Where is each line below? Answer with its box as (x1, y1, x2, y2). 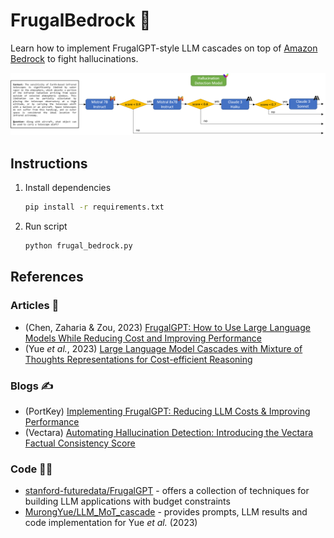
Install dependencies (24, 182, 112, 194)
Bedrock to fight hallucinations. (10, 52, 139, 64)
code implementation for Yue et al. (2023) (24, 517, 198, 529)
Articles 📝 (10, 299, 60, 313)
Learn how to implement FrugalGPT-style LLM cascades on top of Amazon (10, 42, 318, 54)
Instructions (10, 155, 88, 172)
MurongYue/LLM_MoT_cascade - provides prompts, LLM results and (24, 506, 308, 518)
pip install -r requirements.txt (24, 202, 165, 213)
